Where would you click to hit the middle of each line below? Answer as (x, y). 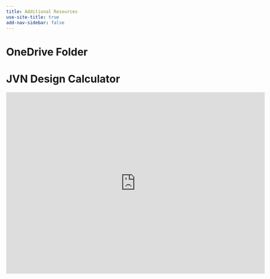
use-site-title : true (33, 17)
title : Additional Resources (42, 12)
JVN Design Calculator (63, 79)
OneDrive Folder (47, 52)
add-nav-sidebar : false (35, 22)
